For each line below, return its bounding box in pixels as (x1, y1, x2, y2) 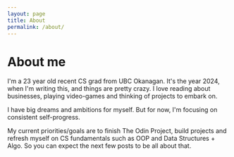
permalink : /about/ (7, 23, 65, 30)
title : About (7, 17, 46, 24)
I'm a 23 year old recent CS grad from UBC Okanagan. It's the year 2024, (7, 77, 220, 85)
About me (7, 54, 66, 70)
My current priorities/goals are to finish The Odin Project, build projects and (7, 127, 227, 135)
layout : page (7, 10, 46, 18)
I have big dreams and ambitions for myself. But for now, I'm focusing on (7, 106, 218, 114)
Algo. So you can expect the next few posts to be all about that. (7, 142, 192, 150)
